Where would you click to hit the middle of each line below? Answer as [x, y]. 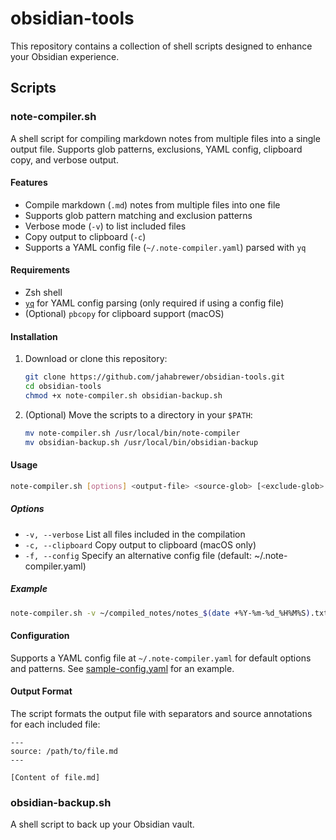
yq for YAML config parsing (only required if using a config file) [154, 303]
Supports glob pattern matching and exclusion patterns [138, 215]
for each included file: [55, 724]
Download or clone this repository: [96, 359]
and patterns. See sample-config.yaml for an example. [122, 668]
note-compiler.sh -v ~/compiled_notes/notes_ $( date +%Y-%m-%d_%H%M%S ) [160, 613]
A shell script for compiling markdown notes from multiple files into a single [165, 138]
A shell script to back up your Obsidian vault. [102, 824]
